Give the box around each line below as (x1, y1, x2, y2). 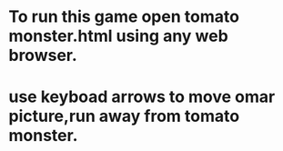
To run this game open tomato (8, 6, 240, 27)
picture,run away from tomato (8, 106, 240, 126)
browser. (8, 45, 78, 65)
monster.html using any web (8, 25, 228, 46)
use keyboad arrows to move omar (8, 86, 276, 107)
